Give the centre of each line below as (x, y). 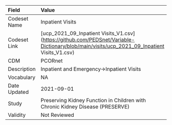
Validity (17, 115)
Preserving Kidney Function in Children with (93, 100)
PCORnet (52, 61)
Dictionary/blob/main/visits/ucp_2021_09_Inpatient (103, 46)
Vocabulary (22, 77)
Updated (18, 92)
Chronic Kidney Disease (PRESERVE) (85, 107)
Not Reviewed (57, 115)
